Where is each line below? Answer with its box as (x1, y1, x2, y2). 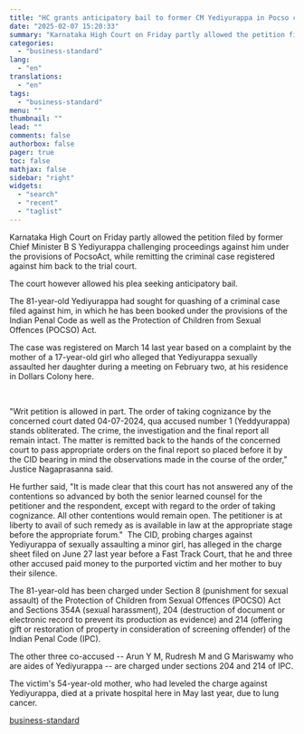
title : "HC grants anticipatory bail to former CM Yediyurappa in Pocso (9, 13, 290, 23)
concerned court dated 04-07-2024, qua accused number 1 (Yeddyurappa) (9, 415, 291, 426)
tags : (9, 89, 30, 98)
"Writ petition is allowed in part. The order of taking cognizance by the (9, 405, 271, 416)
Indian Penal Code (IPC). (9, 633, 101, 643)
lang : (9, 55, 30, 64)
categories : (9, 38, 54, 48)
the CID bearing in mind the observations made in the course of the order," (9, 453, 288, 464)
